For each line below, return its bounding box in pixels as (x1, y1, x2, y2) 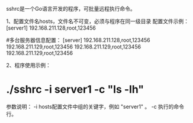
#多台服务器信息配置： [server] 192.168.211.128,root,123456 (6, 37, 151, 43)
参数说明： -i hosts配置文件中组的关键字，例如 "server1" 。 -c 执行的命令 (6, 103, 185, 110)
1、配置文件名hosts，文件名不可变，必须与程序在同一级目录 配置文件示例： (6, 18, 189, 25)
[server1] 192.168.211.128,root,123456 (6, 24, 96, 31)
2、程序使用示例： (6, 61, 52, 69)
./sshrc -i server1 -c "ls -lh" (6, 83, 144, 96)
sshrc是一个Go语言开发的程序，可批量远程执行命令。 (6, 5, 136, 12)
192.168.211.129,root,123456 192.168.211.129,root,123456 (6, 43, 141, 50)
